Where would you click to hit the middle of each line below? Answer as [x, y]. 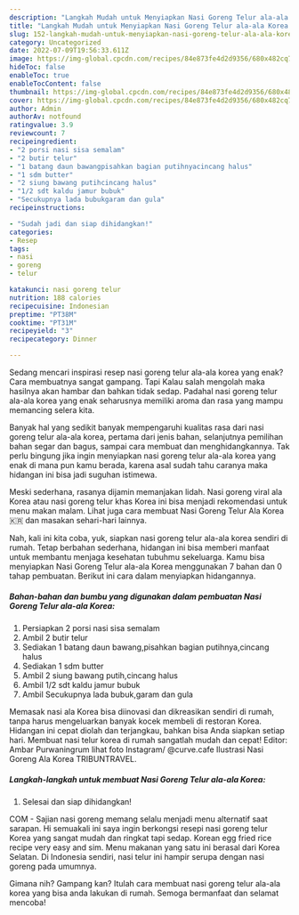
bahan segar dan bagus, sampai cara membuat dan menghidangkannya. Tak [149, 446]
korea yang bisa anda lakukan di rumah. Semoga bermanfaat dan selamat [144, 893]
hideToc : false [37, 68]
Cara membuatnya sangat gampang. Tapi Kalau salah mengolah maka [137, 382]
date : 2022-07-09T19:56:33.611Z [69, 51]
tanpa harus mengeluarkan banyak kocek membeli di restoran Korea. [136, 721]
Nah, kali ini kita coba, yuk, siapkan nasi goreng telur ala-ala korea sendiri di [149, 538]
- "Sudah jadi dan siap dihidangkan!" [81, 223]
